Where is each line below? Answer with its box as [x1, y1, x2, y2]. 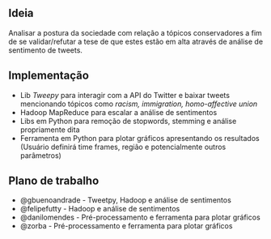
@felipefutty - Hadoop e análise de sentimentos [19, 204, 180, 214]
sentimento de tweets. [8, 45, 83, 55]
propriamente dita [19, 125, 80, 134]
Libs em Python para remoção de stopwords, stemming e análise [19, 116, 237, 126]
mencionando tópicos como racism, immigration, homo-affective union [19, 99, 258, 109]
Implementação [8, 69, 89, 83]
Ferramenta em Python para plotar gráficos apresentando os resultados [19, 133, 260, 143]
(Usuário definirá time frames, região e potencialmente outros [19, 142, 227, 152]
